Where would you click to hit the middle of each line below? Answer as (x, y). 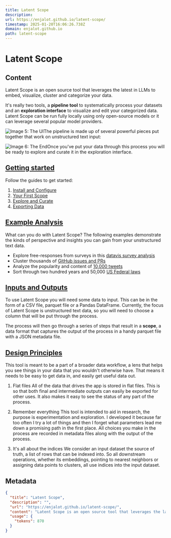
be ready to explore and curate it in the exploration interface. (69, 152)
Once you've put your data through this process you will (106, 146)
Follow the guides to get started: (39, 180)
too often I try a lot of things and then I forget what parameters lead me (87, 423)
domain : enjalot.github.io (34, 29)
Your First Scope (30, 195)
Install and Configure (35, 190)
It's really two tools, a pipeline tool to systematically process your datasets (84, 105)
